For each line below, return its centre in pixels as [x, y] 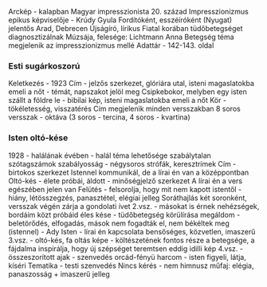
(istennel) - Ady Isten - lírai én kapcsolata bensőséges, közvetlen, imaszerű [132, 231]
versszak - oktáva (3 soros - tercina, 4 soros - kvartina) [100, 117]
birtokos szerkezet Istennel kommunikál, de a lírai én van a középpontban [129, 172]
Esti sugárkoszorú [44, 65]
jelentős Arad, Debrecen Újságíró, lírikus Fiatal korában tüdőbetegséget [126, 28]
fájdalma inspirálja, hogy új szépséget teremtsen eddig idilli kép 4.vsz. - [126, 248]
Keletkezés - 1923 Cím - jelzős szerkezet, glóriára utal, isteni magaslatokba [132, 84]
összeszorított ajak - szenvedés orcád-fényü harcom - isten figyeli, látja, [128, 257]
